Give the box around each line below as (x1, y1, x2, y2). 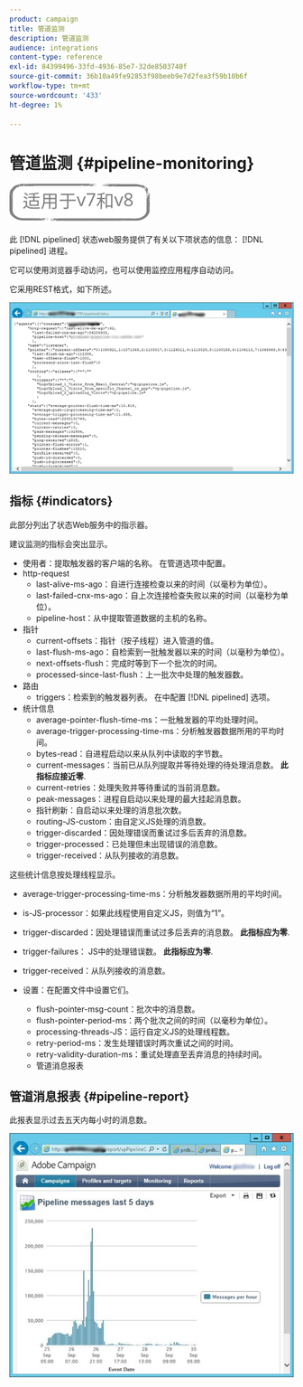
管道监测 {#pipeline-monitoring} (9, 153, 255, 174)
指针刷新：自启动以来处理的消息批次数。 (35, 805, 187, 816)
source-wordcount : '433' (9, 90, 103, 99)
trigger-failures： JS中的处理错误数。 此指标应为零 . (22, 946, 214, 957)
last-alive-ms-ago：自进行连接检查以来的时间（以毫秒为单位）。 (35, 579, 272, 590)
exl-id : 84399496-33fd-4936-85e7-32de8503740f (9, 62, 188, 71)
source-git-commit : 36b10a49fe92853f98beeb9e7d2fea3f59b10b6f (9, 72, 248, 81)
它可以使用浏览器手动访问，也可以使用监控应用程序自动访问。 (9, 265, 239, 276)
